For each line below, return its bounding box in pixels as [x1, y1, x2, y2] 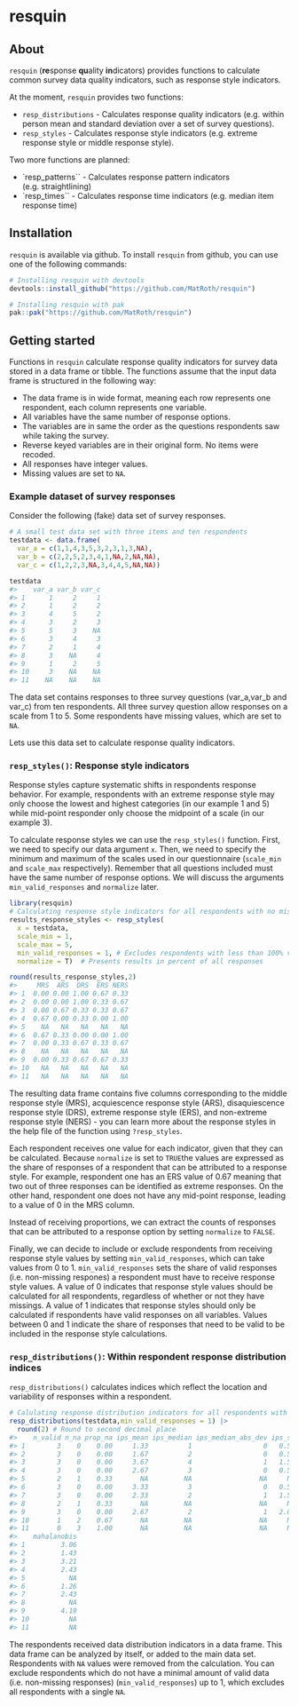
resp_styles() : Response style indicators [9, 759, 190, 772]
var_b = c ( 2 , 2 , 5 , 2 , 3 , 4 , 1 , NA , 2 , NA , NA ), [17, 552, 161, 561]
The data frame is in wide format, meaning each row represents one [21, 393, 271, 403]
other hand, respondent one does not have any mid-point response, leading [9, 1190, 286, 1201]
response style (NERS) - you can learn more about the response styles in [9, 1116, 277, 1127]
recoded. [21, 449, 56, 460]
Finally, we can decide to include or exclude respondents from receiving [9, 1243, 273, 1254]
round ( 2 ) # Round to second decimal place [17, 1424, 176, 1433]
